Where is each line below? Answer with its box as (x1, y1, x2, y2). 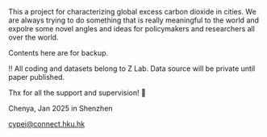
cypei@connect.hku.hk (8, 119, 86, 128)
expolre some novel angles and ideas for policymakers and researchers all (8, 24, 256, 33)
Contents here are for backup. (8, 48, 109, 57)
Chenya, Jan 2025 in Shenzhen (8, 104, 113, 113)
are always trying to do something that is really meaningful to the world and (8, 15, 260, 25)
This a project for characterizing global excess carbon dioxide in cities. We (8, 7, 257, 16)
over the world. (8, 32, 59, 42)
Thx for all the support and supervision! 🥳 (8, 88, 147, 98)
